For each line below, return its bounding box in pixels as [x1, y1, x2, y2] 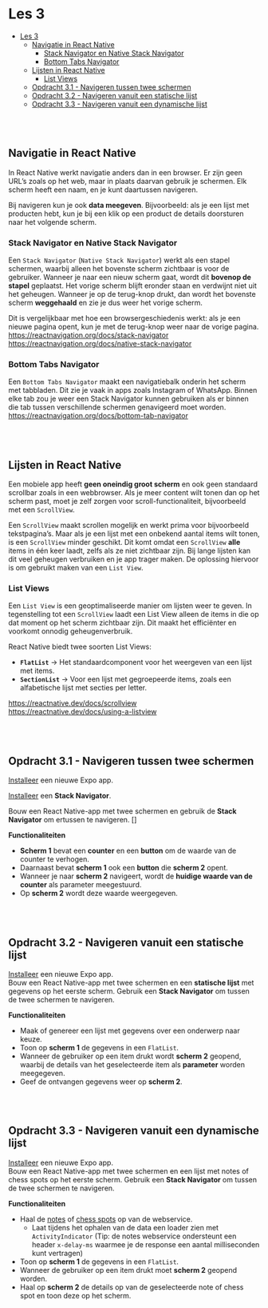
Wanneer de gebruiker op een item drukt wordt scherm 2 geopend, [19, 1051, 242, 1061]
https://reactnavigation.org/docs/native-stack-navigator [8, 339, 192, 349]
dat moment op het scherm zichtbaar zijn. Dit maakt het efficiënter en [8, 618, 237, 628]
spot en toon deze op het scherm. [19, 1290, 132, 1300]
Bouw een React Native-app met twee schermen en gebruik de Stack [8, 806, 237, 816]
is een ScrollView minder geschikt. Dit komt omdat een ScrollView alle [8, 538, 241, 547]
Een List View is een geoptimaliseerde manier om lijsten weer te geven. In [8, 601, 253, 610]
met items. [19, 666, 55, 676]
